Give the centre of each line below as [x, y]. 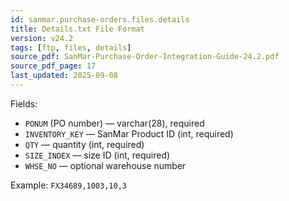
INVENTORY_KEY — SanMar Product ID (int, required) [129, 133]
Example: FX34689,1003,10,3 [68, 185]
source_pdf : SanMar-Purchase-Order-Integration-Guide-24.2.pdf [145, 57]
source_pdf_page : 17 [53, 66]
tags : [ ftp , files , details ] [71, 47]
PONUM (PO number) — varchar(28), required [114, 123]
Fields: [24, 103]
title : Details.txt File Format [77, 29]
